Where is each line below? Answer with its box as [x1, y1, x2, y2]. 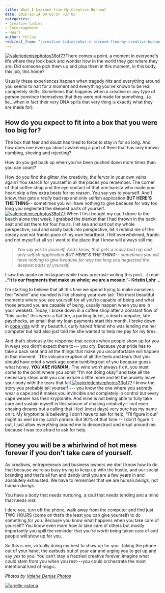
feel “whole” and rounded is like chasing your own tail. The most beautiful [5, 292, 154, 297]
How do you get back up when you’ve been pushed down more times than [5, 159, 156, 165]
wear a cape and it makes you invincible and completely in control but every [5, 390, 159, 396]
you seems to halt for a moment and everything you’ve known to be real [5, 83, 151, 89]
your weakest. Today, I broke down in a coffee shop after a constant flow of [5, 307, 158, 313]
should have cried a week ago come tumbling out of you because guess [5, 359, 151, 364]
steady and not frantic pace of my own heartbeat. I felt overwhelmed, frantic [5, 231, 160, 237]
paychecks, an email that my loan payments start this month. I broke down [5, 318, 156, 324]
